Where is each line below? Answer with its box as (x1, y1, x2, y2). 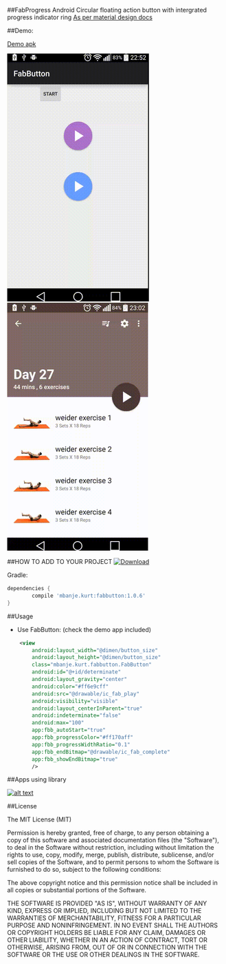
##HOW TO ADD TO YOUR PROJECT (7, 558, 113, 565)
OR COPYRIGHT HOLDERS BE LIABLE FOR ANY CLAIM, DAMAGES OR (7, 929, 206, 937)
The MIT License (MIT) (7, 815, 72, 824)
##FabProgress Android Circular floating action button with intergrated (7, 6, 207, 14)
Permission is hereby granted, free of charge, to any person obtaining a (7, 829, 210, 837)
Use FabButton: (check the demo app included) (16, 625, 152, 633)
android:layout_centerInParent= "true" (32, 705, 143, 712)
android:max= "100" (32, 720, 84, 726)
